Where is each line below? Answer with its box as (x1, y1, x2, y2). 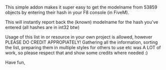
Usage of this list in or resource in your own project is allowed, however (5, 34, 152, 40)
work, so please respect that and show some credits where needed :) (5, 50, 148, 56)
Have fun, (5, 60, 25, 65)
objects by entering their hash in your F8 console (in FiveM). (5, 9, 129, 15)
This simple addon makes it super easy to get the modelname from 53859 (5, 4, 157, 10)
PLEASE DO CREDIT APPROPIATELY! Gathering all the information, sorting (5, 39, 158, 45)
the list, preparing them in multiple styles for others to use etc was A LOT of (5, 45, 161, 50)
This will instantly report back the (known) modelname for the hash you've (5, 19, 158, 25)
